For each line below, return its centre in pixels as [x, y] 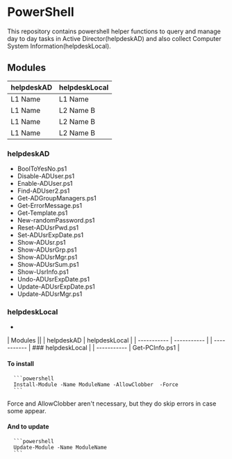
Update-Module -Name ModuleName [60, 447]
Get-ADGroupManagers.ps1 [57, 198]
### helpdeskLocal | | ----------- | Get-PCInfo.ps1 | [106, 348]
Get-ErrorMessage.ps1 [49, 206]
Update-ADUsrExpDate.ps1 [56, 287]
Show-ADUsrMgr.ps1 [47, 257]
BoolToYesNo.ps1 [42, 169]
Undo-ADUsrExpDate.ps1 [53, 279]
